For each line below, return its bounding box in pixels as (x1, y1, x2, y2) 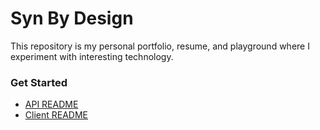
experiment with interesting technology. (10, 50, 174, 62)
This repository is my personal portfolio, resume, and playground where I (10, 40, 310, 52)
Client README (24, 109, 89, 121)
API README (24, 98, 79, 111)
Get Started (10, 75, 68, 89)
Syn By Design (10, 7, 134, 30)
